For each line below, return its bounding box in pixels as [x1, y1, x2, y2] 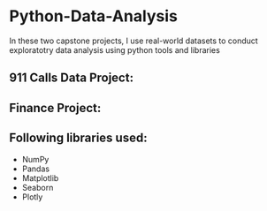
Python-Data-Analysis [9, 6, 179, 26]
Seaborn [21, 182, 54, 192]
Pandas [21, 163, 50, 174]
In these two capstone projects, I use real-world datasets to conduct [9, 35, 258, 46]
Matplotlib [21, 172, 59, 183]
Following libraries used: [9, 131, 148, 146]
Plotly [21, 192, 43, 202]
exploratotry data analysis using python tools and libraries [9, 44, 221, 55]
